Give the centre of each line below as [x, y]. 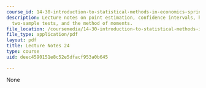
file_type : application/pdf [42, 35]
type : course [23, 52]
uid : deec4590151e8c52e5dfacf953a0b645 [57, 57]
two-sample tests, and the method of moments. [72, 23]
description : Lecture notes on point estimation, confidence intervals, [101, 18]
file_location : [26, 29]
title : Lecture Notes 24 [38, 46]
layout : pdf [21, 40]
